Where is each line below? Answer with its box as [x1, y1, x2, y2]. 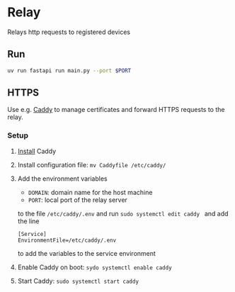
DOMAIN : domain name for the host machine [28, 188, 153, 196]
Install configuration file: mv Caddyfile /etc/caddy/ [17, 160, 166, 169]
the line [17, 217, 40, 225]
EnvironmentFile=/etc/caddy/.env [17, 237, 117, 244]
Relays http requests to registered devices [7, 28, 131, 36]
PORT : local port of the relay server [28, 196, 127, 204]
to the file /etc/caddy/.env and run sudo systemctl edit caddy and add [17, 209, 229, 218]
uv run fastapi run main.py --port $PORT [7, 67, 132, 74]
